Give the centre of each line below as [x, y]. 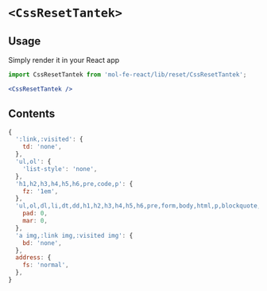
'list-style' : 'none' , [60, 169]
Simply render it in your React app [64, 60]
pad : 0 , [35, 213]
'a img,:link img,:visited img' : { [74, 235]
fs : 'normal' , [46, 265]
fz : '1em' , [41, 191]
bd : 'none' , [42, 243]
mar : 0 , [35, 221]
